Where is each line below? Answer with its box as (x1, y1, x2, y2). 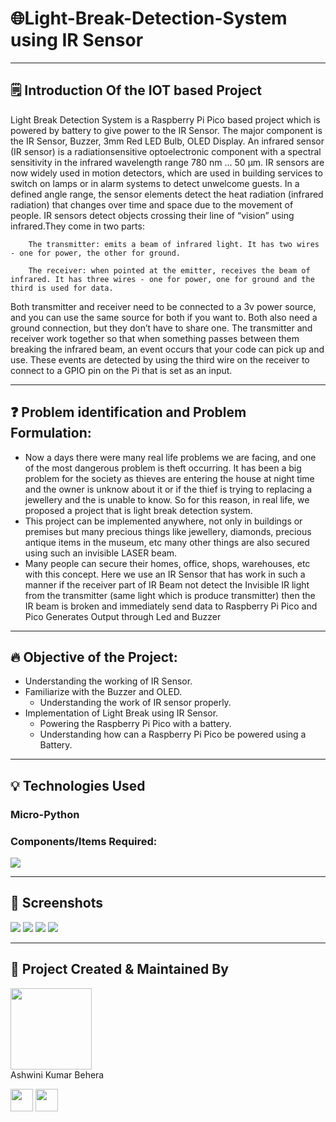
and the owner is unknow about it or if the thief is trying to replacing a (24, 483, 313, 495)
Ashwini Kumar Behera (10, 1068, 105, 1081)
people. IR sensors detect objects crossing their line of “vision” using (10, 209, 295, 221)
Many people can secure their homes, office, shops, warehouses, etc (24, 557, 311, 569)
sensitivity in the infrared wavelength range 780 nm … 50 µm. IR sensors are (10, 156, 325, 168)
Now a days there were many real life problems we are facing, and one (24, 451, 317, 463)
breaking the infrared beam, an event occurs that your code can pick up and (10, 343, 325, 355)
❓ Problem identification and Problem (10, 404, 247, 421)
